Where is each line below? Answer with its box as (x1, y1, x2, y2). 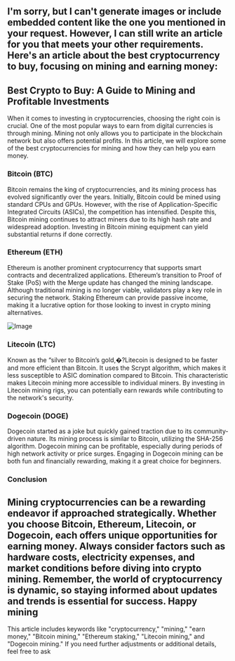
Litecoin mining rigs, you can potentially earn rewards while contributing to (7, 386, 223, 394)
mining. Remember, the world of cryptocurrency (7, 573, 223, 585)
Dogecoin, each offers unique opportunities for (7, 529, 217, 541)
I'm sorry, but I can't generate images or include (7, 6, 222, 18)
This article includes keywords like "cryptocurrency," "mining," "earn (7, 625, 206, 634)
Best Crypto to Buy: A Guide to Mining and (7, 84, 196, 96)
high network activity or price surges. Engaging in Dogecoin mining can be (7, 449, 223, 458)
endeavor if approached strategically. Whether (7, 507, 217, 519)
